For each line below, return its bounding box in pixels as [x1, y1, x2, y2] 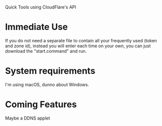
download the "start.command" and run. [5, 48, 87, 54]
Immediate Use [5, 22, 68, 32]
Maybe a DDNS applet [5, 115, 50, 121]
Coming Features [5, 99, 77, 110]
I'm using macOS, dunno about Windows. [5, 81, 90, 88]
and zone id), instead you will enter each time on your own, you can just [5, 43, 151, 49]
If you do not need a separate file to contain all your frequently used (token [5, 37, 158, 43]
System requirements [5, 65, 96, 77]
